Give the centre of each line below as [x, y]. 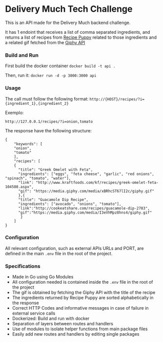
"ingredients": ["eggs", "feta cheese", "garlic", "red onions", [86, 174]
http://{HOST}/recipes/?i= [117, 99]
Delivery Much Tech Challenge [69, 9]
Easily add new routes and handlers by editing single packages [76, 334]
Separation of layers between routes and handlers [63, 324]
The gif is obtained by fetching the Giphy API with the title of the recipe [84, 293]
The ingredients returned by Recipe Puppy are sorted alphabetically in [83, 298]
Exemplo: [14, 112]
